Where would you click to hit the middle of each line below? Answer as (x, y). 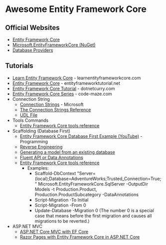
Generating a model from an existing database (68, 152)
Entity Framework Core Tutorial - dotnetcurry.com (64, 88)
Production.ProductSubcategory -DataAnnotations (86, 194)
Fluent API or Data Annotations (51, 157)
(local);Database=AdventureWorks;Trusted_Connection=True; (98, 179)
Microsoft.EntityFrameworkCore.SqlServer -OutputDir (93, 184)
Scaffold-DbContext (55, 173)
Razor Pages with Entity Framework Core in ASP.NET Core (80, 237)
